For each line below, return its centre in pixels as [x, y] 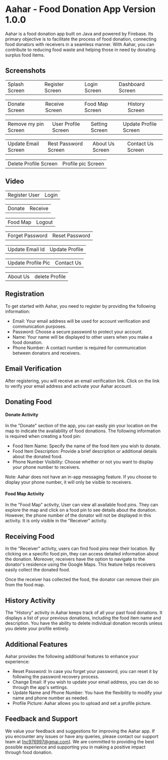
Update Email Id [26, 249]
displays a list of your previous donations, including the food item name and [83, 618]
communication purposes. [39, 326]
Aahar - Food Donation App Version [80, 9]
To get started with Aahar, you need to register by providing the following [80, 306]
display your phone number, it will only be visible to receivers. [69, 482]
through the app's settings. [40, 687]
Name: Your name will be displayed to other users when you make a [82, 337]
